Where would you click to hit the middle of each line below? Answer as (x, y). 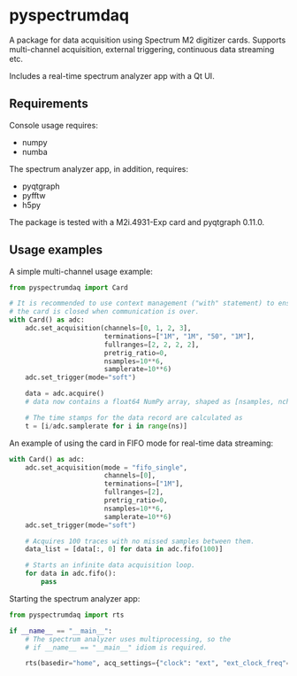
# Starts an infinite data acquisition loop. (110, 565)
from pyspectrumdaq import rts (67, 615)
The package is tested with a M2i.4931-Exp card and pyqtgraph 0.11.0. (137, 221)
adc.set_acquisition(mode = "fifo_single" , (107, 467)
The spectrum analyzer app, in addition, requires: (99, 168)
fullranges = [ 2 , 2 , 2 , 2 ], (152, 345)
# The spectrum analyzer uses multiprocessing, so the (128, 639)
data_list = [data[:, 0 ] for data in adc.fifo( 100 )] (124, 549)
